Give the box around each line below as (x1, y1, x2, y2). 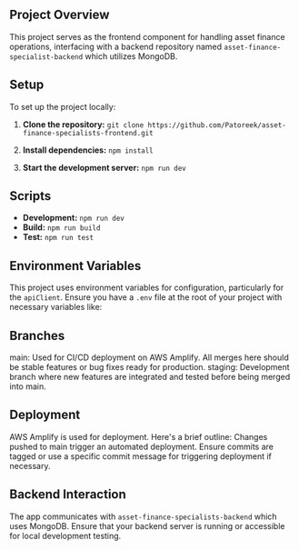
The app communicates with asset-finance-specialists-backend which (9, 511, 277, 522)
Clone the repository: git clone (22, 118, 145, 130)
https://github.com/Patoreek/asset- (147, 120, 286, 130)
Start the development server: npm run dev (22, 162, 186, 173)
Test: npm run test (22, 232, 94, 243)
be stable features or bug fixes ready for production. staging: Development (9, 362, 290, 373)
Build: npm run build (22, 222, 101, 233)
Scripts (9, 188, 52, 204)
